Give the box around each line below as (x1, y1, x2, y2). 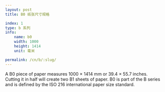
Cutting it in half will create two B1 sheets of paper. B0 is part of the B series (5, 76, 161, 82)
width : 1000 (14, 39, 39, 45)
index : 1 (5, 21, 23, 26)
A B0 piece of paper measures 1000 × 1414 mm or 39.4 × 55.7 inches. (5, 71, 148, 77)
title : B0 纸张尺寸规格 (5, 12, 50, 17)
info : (5, 30, 16, 35)
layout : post (5, 7, 32, 12)
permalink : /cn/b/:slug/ (5, 57, 56, 62)
